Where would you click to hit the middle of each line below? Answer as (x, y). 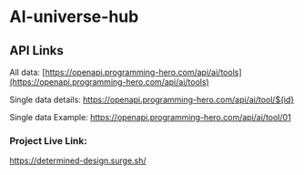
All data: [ (27, 72)
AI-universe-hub (74, 17)
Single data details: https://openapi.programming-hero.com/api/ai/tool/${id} (152, 99)
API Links (36, 51)
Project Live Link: (49, 140)
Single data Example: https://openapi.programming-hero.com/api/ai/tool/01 (150, 117)
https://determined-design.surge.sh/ (78, 160)
